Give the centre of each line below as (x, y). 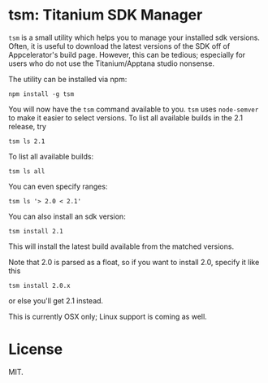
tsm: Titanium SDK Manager (106, 15)
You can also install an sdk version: (67, 216)
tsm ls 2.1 (27, 141)
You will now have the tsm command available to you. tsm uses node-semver (134, 109)
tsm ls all (27, 171)
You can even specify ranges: (58, 186)
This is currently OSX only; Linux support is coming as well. (108, 316)
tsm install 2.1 (36, 231)
